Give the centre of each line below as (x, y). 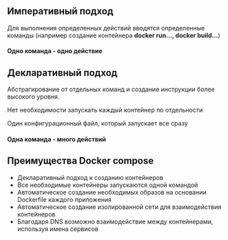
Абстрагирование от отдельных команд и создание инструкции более (111, 90)
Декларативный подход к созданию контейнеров (90, 177)
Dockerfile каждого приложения (64, 199)
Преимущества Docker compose (81, 161)
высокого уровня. (33, 97)
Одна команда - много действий (56, 139)
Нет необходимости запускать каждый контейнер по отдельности (105, 110)
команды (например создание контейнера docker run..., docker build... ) (114, 35)
